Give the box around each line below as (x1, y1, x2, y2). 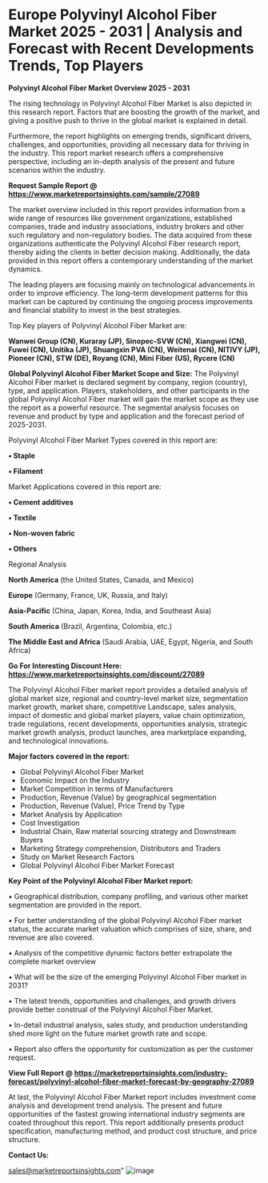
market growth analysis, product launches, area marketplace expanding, (8, 727, 246, 737)
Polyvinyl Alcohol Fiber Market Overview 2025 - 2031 (8, 82, 190, 93)
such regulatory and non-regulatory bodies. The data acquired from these (8, 230, 252, 239)
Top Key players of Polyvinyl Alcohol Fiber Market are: (8, 320, 187, 330)
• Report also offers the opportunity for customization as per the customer (8, 1044, 254, 1053)
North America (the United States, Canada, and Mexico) (8, 575, 194, 584)
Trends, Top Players (8, 57, 144, 75)
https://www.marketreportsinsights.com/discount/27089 (8, 669, 206, 679)
